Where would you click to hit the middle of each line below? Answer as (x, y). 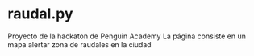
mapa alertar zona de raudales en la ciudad (79, 44)
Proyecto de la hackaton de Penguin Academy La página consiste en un (127, 36)
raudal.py (40, 14)
